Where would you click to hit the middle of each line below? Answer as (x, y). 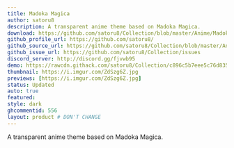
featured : (22, 98)
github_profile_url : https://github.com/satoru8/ (81, 40)
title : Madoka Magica (39, 14)
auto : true (23, 91)
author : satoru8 (31, 20)
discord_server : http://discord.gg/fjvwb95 (71, 59)
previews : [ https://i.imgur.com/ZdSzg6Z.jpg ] (74, 78)
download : (22, 33)
